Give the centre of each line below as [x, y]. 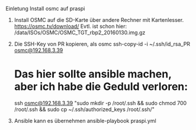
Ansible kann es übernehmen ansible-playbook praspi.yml [85, 121]
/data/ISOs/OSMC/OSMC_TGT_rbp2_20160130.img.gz [80, 32]
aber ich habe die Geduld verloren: [101, 87]
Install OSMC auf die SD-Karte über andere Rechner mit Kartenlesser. [99, 20]
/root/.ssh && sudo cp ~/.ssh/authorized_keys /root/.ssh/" [84, 109]
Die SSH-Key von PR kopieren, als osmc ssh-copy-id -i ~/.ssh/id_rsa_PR [102, 44]
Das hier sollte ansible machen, [93, 74]
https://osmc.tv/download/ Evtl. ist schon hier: [70, 26]
